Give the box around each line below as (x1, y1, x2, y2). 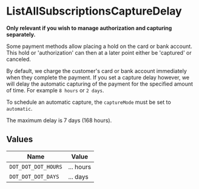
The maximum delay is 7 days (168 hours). (6, 117, 112, 124)
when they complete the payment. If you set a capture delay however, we (6, 74, 190, 81)
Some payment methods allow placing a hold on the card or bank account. (6, 43, 192, 50)
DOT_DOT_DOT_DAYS (9, 173, 59, 180)
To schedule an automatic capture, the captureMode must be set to (6, 98, 171, 106)
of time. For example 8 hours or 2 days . (6, 86, 104, 94)
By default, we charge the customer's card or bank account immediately (6, 67, 187, 74)
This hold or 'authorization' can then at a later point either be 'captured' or (6, 49, 192, 56)
